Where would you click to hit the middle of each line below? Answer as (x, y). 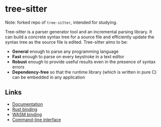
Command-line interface (36, 119)
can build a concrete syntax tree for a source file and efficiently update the (80, 37)
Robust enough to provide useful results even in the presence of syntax (84, 62)
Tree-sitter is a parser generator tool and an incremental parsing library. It (79, 32)
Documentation (27, 104)
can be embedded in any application (48, 77)
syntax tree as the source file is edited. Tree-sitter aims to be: (66, 42)
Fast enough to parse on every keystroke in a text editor (68, 56)
